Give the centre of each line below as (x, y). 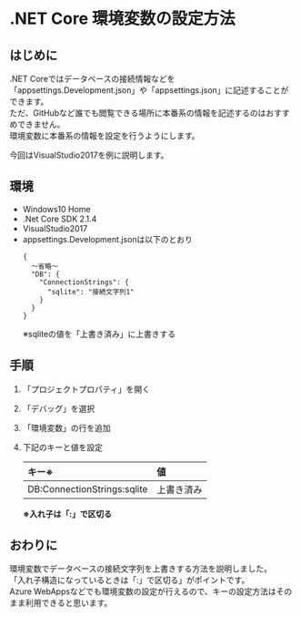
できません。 (41, 124)
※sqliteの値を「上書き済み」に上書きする (99, 334)
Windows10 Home (56, 209)
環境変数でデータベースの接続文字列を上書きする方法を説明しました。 (141, 569)
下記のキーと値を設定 (62, 447)
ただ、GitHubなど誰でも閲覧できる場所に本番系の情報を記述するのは (138, 113)
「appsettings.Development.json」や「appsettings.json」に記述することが (149, 90)
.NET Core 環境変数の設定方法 (122, 19)
